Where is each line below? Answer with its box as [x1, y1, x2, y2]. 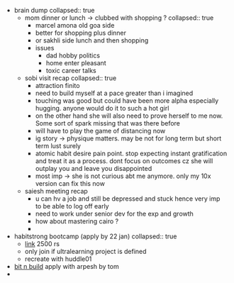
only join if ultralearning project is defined [24, 248, 147, 255]
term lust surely [35, 142, 82, 150]
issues [35, 44, 55, 52]
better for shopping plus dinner [35, 28, 126, 37]
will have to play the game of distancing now [35, 127, 166, 135]
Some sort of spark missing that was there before [35, 119, 181, 127]
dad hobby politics [45, 51, 101, 60]
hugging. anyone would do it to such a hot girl [35, 104, 169, 112]
